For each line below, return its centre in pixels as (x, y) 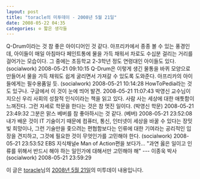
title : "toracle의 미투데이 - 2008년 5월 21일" (62, 17)
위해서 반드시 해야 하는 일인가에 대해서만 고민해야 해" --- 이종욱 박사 (97, 151)
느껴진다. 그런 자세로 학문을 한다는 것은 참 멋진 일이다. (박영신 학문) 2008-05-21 (100, 106)
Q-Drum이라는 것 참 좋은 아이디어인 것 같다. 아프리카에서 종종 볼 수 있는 (90, 46)
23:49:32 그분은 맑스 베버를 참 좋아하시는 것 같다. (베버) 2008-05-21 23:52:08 (99, 114)
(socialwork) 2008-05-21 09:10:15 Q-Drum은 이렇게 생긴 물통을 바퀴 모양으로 (98, 69)
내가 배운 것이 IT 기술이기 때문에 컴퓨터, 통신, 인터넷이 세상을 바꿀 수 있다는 (94, 121)
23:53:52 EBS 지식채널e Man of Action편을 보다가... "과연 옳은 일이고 (104, 144)
